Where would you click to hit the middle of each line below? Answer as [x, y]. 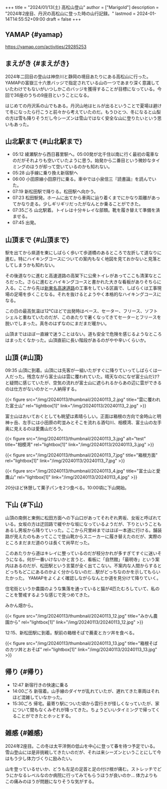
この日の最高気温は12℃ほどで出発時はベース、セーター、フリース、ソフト [82, 311]
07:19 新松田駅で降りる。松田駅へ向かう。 [55, 192]
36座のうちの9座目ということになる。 [53, 95]
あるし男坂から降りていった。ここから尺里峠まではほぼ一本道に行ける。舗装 [83, 530]
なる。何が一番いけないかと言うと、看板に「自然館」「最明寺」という [84, 559]
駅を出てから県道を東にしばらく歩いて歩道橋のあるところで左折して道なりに [83, 253]
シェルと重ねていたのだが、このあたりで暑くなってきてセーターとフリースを [83, 317]
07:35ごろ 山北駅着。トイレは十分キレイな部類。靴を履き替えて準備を [84, 210]
